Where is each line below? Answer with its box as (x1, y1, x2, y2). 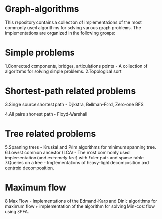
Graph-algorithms (5, 3, 79, 15)
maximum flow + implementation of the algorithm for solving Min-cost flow (5, 203, 155, 209)
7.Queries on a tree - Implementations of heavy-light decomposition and (5, 159, 149, 165)
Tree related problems (5, 128, 96, 139)
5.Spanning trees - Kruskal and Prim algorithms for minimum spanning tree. (5, 144, 157, 150)
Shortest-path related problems (5, 85, 136, 97)
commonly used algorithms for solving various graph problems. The (5, 24, 141, 30)
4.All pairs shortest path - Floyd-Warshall (5, 111, 88, 117)
